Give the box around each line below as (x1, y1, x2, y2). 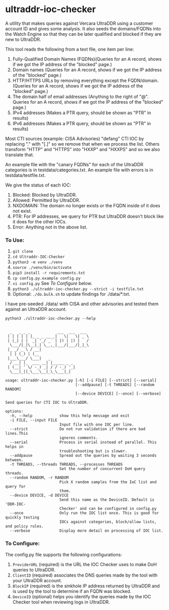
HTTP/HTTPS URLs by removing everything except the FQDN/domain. (12, 77, 159, 83)
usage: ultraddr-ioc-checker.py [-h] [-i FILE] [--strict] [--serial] (5, 378, 157, 383)
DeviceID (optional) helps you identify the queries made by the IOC (12, 593, 151, 599)
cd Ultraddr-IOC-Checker (12, 254, 65, 260)
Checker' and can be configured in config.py (59, 506, 157, 511)
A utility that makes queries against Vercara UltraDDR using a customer (5, 20, 153, 26)
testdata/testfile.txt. (5, 172, 46, 178)
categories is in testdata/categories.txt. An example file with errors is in (5, 167, 153, 173)
